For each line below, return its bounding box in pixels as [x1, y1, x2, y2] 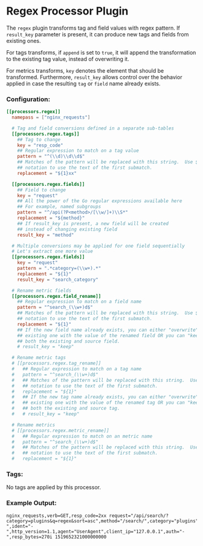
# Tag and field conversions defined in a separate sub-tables [11, 125, 174, 131]
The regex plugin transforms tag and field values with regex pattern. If [6, 24, 180, 31]
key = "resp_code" [17, 142, 63, 148]
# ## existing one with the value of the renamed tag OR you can [11, 400, 185, 406]
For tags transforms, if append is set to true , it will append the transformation [6, 48, 196, 56]
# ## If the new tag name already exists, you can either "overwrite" [11, 394, 199, 400]
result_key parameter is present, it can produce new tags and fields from [6, 30, 189, 38]
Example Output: [6, 499, 57, 507]
